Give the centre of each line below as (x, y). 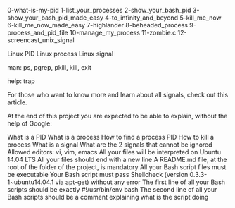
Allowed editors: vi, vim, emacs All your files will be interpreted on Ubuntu (114, 152)
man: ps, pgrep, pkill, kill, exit (49, 67)
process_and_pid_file (38, 32)
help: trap (21, 81)
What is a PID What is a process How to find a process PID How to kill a (111, 137)
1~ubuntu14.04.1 (31, 182)
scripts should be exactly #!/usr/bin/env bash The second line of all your (112, 189)
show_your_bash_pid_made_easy (56, 18)
